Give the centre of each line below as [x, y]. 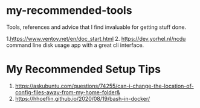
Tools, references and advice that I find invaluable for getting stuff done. [96, 27]
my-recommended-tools [69, 10]
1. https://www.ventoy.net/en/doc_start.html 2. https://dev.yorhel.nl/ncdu [96, 38]
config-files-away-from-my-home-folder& [67, 92]
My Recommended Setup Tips [84, 69]
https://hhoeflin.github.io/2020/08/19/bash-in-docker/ [82, 98]
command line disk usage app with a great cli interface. [75, 45]
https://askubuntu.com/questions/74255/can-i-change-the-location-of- [105, 86]
